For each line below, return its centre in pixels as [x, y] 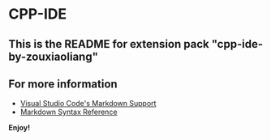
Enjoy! [19, 128]
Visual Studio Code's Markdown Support [88, 104]
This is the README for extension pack [109, 44]
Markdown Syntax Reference [69, 112]
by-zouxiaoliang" [54, 56]
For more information [63, 84]
